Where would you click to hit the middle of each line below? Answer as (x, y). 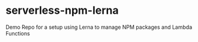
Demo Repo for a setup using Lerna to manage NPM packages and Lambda (99, 27)
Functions (18, 33)
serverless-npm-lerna (62, 10)
